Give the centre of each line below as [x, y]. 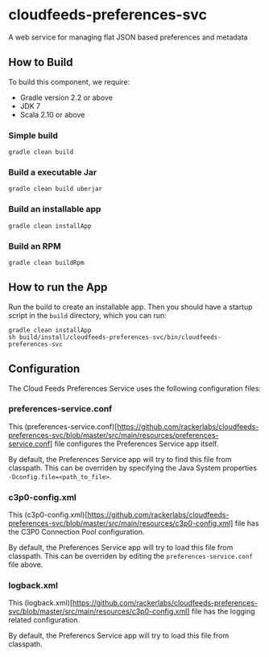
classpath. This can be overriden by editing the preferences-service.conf [131, 556]
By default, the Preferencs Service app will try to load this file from [119, 636]
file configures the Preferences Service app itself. [137, 444]
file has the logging [223, 612]
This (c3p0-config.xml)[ [48, 515]
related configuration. [44, 620]
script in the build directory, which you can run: [87, 315]
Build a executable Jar [53, 172]
